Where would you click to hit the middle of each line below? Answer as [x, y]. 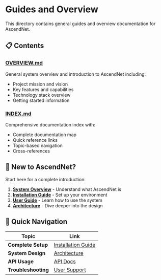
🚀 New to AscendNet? [41, 167]
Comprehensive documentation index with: [50, 124]
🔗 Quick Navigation [36, 222]
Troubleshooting [29, 270]
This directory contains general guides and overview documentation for [81, 24]
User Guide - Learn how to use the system [58, 200]
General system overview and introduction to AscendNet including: [76, 74]
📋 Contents [25, 46]
